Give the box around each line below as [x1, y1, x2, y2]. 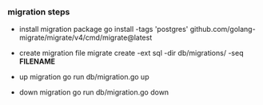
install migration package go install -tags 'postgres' [18, 25, 189, 34]
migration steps [7, 6, 70, 17]
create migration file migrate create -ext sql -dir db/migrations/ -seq [18, 49, 244, 58]
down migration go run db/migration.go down [18, 87, 169, 97]
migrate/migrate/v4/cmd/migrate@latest [18, 33, 153, 42]
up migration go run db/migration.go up [18, 72, 149, 82]
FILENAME [18, 56, 56, 66]
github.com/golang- [189, 25, 257, 34]
